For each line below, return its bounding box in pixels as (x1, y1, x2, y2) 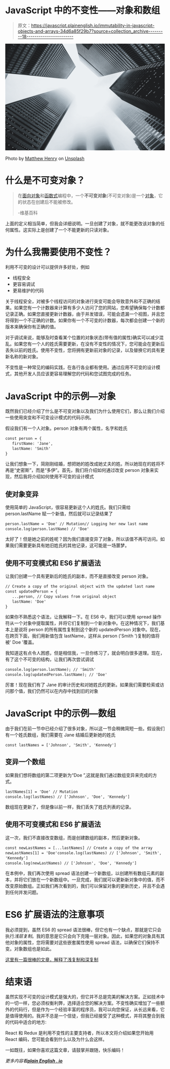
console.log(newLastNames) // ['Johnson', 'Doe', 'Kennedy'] (5, 860, 137, 866)
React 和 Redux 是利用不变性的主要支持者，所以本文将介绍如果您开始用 (5, 1030, 154, 1036)
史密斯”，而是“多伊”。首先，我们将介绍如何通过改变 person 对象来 (16, 467, 154, 473)
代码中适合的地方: (9, 1019, 47, 1025)
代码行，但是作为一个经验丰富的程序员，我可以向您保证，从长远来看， (14, 1007, 160, 1013)
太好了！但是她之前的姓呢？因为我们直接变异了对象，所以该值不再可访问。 (5, 536, 160, 542)
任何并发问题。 (9, 889, 41, 895)
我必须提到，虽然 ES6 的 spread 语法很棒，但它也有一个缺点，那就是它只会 (5, 926, 162, 932)
